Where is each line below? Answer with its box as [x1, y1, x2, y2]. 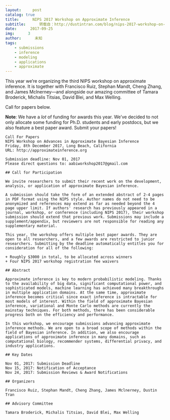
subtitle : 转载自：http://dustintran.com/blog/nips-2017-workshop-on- [5, 21, 165, 27]
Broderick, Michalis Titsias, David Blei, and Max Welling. [5, 94, 122, 101]
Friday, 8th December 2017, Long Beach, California [5, 143, 116, 149]
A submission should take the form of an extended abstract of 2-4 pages [5, 192, 164, 198]
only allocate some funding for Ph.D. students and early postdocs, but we [5, 119, 158, 125]
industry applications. [5, 343, 56, 348]
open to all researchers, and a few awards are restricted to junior [5, 237, 155, 242]
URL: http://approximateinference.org [5, 148, 87, 153]
